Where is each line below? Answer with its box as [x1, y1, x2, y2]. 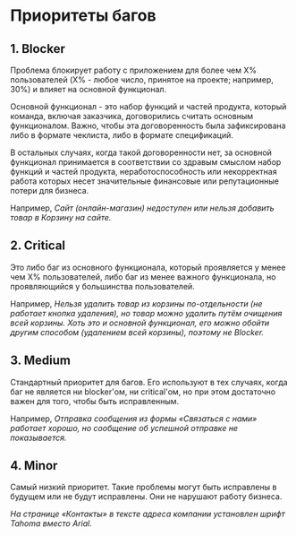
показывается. [10, 432, 67, 443]
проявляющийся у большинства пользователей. [10, 281, 195, 291]
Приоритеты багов [10, 5, 156, 26]
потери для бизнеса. [10, 186, 89, 195]
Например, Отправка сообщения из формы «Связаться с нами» [10, 413, 258, 424]
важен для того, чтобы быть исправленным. [10, 395, 180, 406]
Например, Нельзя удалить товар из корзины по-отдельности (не [10, 298, 263, 309]
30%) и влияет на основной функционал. [10, 84, 167, 94]
